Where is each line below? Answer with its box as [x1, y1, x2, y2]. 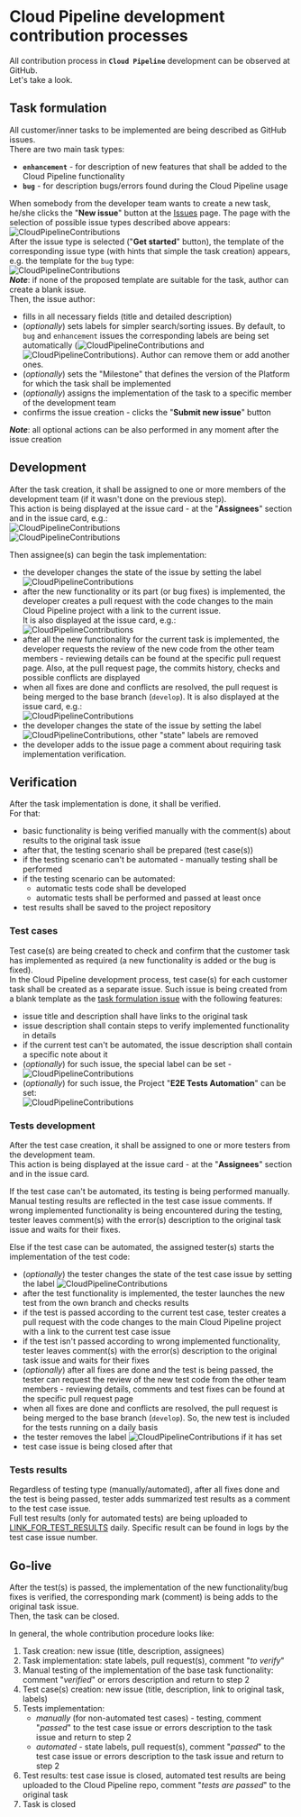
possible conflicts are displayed [22, 671, 141, 682]
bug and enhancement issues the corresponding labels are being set [22, 330, 269, 341]
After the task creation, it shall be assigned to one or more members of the [9, 484, 287, 495]
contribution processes [9, 25, 189, 46]
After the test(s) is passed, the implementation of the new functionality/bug [9, 1582, 288, 1593]
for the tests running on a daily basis [22, 1421, 159, 1432]
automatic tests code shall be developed [35, 883, 187, 894]
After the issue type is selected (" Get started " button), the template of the [9, 236, 285, 247]
